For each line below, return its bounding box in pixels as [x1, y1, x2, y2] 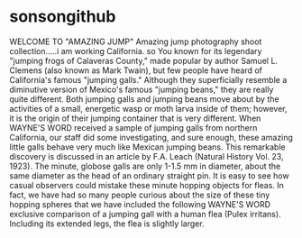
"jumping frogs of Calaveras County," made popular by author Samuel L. [9, 55, 278, 66]
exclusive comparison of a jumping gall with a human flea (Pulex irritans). [9, 208, 281, 219]
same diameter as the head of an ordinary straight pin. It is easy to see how [9, 169, 290, 181]
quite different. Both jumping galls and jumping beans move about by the [9, 93, 279, 105]
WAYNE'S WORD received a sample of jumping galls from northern [9, 122, 258, 133]
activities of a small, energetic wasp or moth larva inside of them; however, [9, 103, 288, 114]
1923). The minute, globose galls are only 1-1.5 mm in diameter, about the [9, 160, 281, 171]
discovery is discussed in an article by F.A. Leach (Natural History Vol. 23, [9, 151, 284, 161]
